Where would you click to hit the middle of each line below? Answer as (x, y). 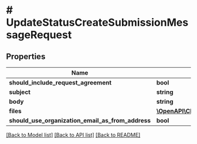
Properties (26, 56)
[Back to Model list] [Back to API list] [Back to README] (73, 135)
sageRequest (39, 35)
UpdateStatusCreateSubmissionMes (97, 22)
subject (20, 92)
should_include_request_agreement (60, 82)
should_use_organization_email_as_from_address (80, 120)
